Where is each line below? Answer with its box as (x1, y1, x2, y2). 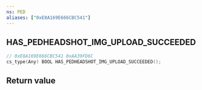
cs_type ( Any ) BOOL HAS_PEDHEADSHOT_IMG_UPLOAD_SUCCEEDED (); (6, 59, 162, 65)
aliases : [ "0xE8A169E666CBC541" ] (6, 15, 91, 21)
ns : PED (6, 9, 26, 15)
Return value (6, 75, 56, 86)
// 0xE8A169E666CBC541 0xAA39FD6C (6, 53, 94, 60)
